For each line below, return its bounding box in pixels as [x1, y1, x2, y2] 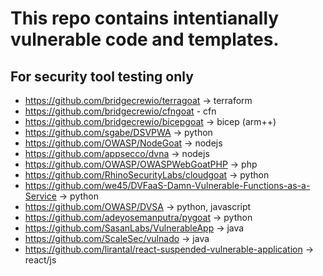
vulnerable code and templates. [10, 28, 280, 51]
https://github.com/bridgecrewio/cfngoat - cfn [24, 105, 217, 117]
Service [24, 190, 57, 202]
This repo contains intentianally [10, 7, 280, 30]
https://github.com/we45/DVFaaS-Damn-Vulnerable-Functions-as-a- [24, 180, 311, 191]
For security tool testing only [10, 68, 194, 85]
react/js [24, 254, 57, 266]
